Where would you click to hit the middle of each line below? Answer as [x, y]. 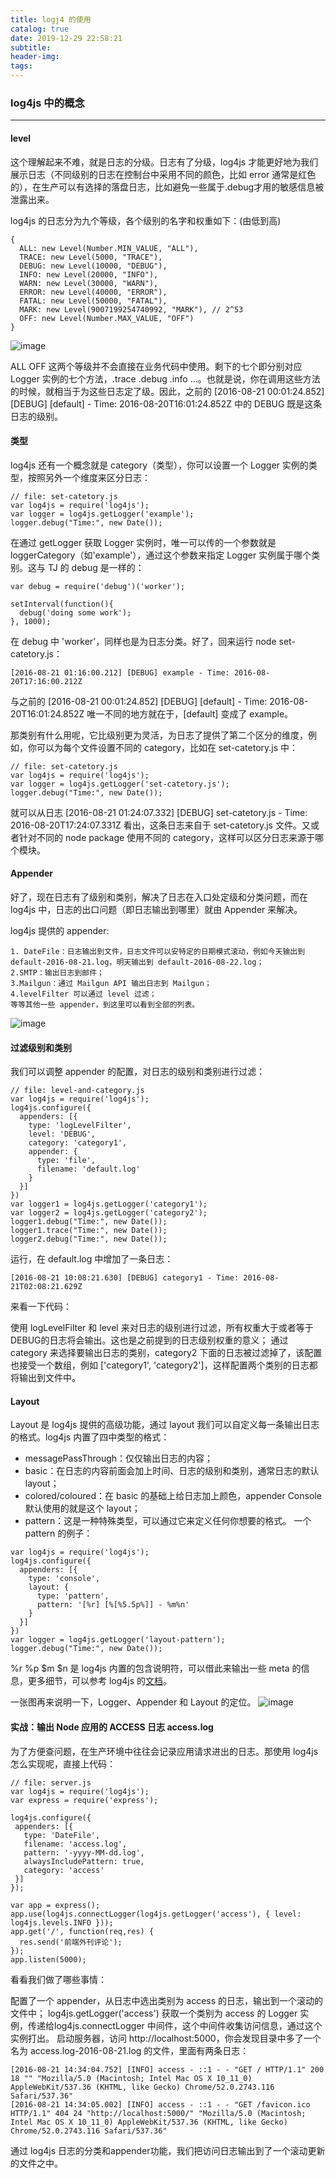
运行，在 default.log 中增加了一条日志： [92, 1259]
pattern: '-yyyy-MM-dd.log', [84, 1852]
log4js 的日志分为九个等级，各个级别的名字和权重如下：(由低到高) [146, 220]
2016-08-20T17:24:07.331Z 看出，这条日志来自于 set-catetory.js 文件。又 [160, 825]
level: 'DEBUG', [62, 1134]
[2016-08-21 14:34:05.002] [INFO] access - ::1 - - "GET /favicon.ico [160, 2104]
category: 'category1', [78, 1143]
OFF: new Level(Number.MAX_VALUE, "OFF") [107, 318]
